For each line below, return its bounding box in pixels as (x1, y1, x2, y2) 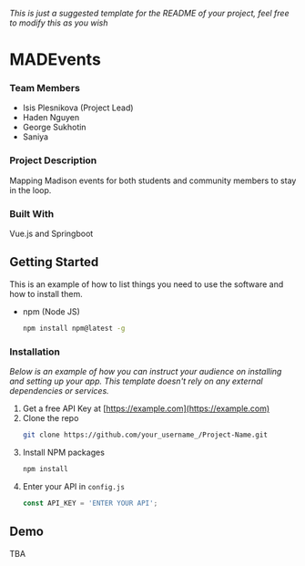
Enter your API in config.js (22, 480, 126, 491)
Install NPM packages (22, 447, 105, 458)
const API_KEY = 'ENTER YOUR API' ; (22, 499, 158, 508)
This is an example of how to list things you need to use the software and (9, 278, 284, 290)
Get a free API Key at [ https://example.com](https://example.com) (22, 403, 270, 414)
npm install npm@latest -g (22, 324, 126, 333)
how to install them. (9, 288, 84, 299)
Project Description (9, 154, 97, 167)
